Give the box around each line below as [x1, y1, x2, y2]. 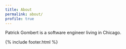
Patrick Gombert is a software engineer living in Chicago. [5, 30, 122, 36]
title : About [5, 7, 32, 12]
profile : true [5, 16, 35, 21]
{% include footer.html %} [5, 39, 58, 45]
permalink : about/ [5, 12, 43, 17]
